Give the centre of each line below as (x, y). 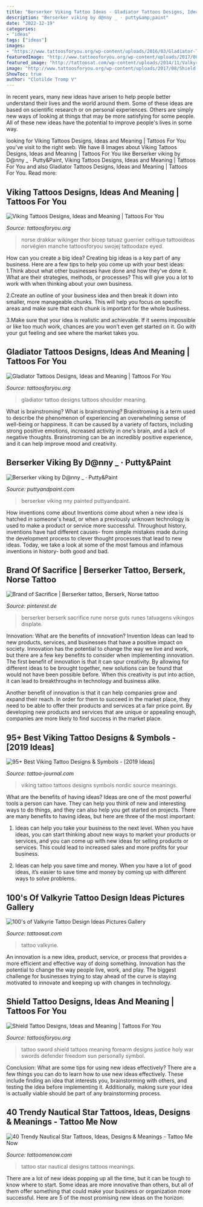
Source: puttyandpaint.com (40, 489)
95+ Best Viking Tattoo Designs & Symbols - (91, 738)
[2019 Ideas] (30, 747)
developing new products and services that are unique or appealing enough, (101, 712)
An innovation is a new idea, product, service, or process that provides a (96, 957)
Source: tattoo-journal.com (40, 773)
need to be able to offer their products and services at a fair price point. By (99, 706)
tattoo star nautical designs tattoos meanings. (78, 1166)
